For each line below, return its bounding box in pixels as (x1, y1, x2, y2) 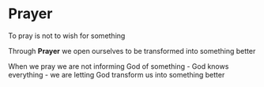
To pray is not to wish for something (8, 31, 126, 40)
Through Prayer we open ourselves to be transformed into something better (8, 46, 256, 55)
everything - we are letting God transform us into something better (8, 70, 225, 79)
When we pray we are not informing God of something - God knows (8, 61, 229, 71)
